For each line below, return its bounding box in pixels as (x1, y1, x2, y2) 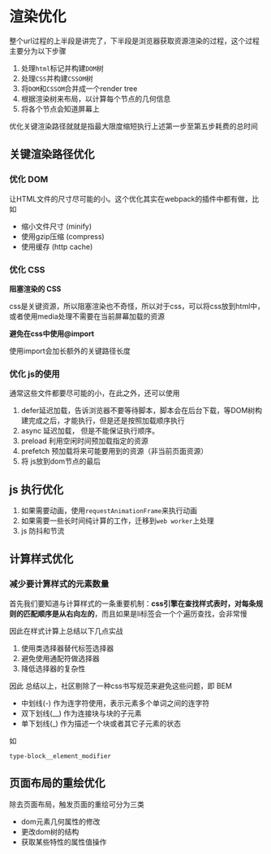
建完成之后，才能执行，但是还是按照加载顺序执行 (20, 416, 185, 425)
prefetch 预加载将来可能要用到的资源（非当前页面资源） (20, 447, 209, 456)
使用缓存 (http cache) (20, 242, 93, 251)
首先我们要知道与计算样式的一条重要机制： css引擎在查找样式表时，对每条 (9, 599, 256, 608)
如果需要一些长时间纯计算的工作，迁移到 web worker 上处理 (20, 516, 214, 525)
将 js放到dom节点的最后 (20, 456, 101, 466)
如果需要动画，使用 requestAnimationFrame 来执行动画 (20, 506, 198, 516)
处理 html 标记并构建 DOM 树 (20, 63, 104, 73)
